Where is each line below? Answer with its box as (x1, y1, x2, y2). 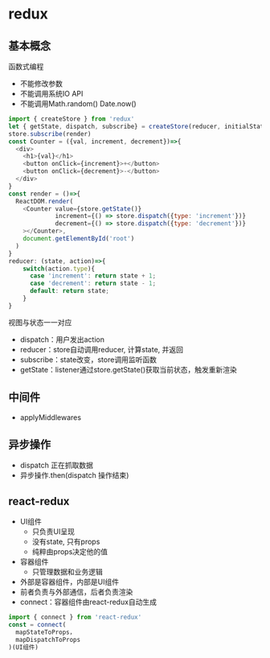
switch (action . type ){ (22, 265, 95, 273)
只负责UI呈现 (31, 527, 75, 537)
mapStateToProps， (15, 628, 76, 636)
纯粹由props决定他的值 (31, 547, 108, 557)
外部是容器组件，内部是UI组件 (19, 577, 119, 587)
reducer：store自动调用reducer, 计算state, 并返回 (19, 344, 183, 354)
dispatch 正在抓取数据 (19, 460, 94, 471)
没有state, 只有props (31, 537, 100, 547)
